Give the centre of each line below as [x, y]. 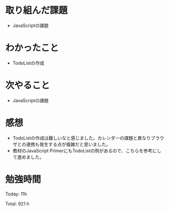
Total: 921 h [17, 203]
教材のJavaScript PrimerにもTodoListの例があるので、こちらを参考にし [87, 150]
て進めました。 [28, 157]
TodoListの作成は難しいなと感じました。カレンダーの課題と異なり [82, 138]
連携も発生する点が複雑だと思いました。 [68, 144]
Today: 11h [16, 194]
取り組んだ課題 [37, 10]
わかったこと [32, 48]
